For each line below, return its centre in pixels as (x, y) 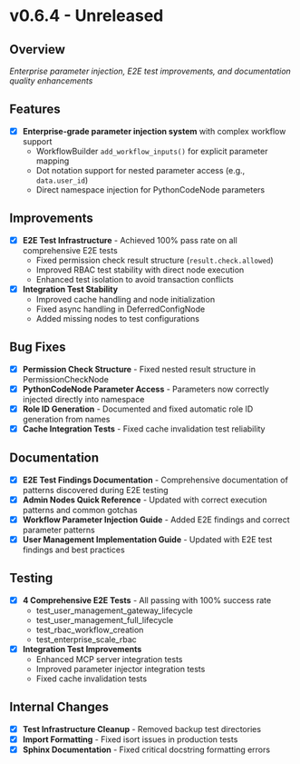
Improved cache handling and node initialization (126, 299)
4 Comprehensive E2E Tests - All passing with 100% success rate (147, 600)
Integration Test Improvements (82, 649)
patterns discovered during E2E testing (96, 490)
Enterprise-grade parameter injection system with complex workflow (154, 131)
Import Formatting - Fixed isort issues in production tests (130, 739)
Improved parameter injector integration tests (121, 669)
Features (35, 109)
